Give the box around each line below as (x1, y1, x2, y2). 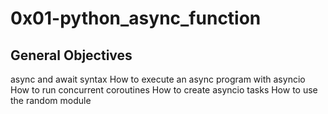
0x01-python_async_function (10, 7, 262, 30)
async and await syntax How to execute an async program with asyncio (10, 73, 306, 85)
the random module (10, 95, 92, 106)
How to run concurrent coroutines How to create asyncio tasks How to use (10, 84, 318, 96)
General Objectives (10, 47, 133, 64)
